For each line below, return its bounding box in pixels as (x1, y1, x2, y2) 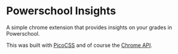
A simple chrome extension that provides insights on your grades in (6, 24, 172, 31)
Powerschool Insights (6, 4, 116, 18)
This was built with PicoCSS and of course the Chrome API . (6, 42, 152, 49)
